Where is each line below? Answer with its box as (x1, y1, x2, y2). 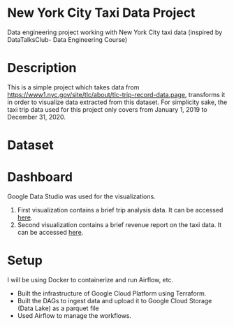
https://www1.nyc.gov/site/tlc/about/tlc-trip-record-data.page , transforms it (7, 90, 226, 99)
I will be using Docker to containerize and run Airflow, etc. (7, 275, 173, 284)
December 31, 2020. (7, 112, 66, 121)
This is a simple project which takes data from (7, 82, 140, 92)
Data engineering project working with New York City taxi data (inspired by (7, 28, 223, 36)
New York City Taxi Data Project (7, 5, 196, 21)
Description (7, 60, 77, 76)
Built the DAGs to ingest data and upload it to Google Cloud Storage (17, 296, 212, 305)
